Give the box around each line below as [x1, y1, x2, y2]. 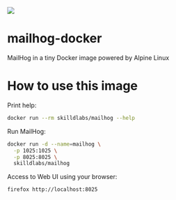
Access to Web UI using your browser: [7, 173, 118, 181]
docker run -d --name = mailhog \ [7, 140, 101, 148]
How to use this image [7, 78, 138, 94]
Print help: [7, 101, 37, 109]
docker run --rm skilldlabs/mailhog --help [7, 114, 136, 121]
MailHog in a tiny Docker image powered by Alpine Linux [7, 53, 170, 62]
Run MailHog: [7, 127, 47, 135]
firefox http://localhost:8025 [7, 186, 98, 193]
